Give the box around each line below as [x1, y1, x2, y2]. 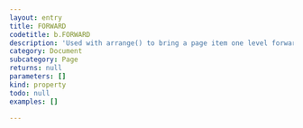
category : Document [9, 47, 83, 56]
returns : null [9, 64, 63, 73]
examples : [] [9, 96, 59, 106]
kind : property [9, 80, 67, 89]
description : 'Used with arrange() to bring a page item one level [9, 38, 269, 48]
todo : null [9, 88, 50, 97]
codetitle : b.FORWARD [9, 30, 91, 39]
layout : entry [9, 13, 63, 23]
